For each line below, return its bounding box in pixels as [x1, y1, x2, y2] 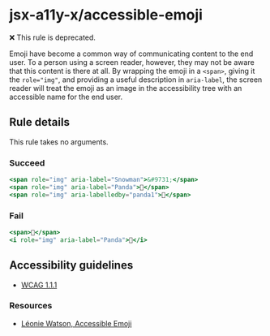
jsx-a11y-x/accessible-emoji [9, 6, 204, 24]
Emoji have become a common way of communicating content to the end [9, 49, 254, 58]
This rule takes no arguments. [9, 136, 109, 147]
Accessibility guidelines [9, 258, 134, 273]
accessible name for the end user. [9, 92, 123, 101]
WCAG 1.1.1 [20, 280, 58, 290]
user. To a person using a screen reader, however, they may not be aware [9, 57, 255, 67]
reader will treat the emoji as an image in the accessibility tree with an [9, 83, 242, 93]
